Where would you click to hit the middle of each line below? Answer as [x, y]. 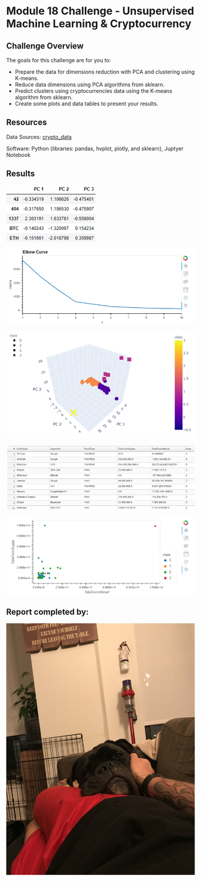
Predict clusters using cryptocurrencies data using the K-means [93, 91]
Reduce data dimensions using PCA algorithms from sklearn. [90, 84]
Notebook [19, 155]
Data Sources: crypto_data [39, 137]
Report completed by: [48, 612]
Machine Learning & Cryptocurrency [99, 24]
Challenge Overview [45, 46]
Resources [27, 122]
